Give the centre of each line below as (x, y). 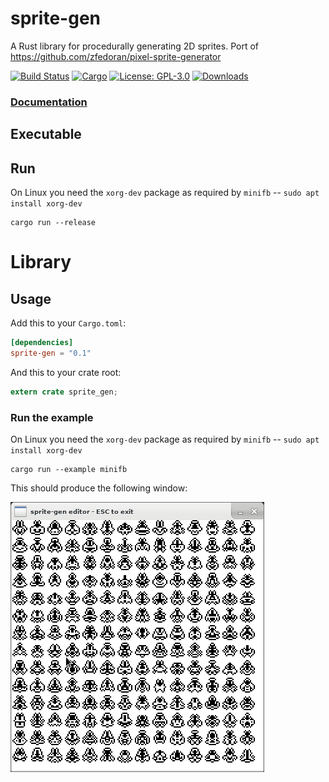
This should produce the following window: (99, 488)
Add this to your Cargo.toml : (68, 323)
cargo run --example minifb (69, 469)
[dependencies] (42, 343)
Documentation (49, 102)
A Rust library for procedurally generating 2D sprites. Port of (134, 46)
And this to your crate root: (66, 372)
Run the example (52, 417)
